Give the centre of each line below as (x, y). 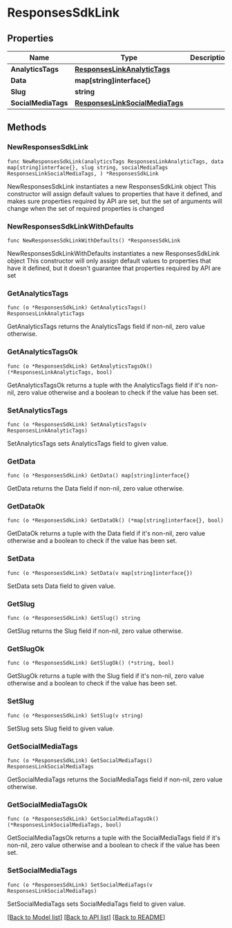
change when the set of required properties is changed (86, 208)
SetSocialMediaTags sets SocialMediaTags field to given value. (96, 904)
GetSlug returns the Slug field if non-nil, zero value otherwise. (95, 631)
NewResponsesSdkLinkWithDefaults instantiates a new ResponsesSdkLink (113, 253)
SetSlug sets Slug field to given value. (61, 728)
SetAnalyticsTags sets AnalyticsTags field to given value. (88, 443)
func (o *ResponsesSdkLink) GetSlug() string (74, 618)
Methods (27, 127)
